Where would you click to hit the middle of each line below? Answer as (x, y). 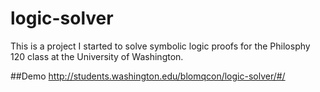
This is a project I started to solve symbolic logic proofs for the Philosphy (160, 46)
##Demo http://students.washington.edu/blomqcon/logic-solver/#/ (148, 76)
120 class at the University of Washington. (97, 56)
